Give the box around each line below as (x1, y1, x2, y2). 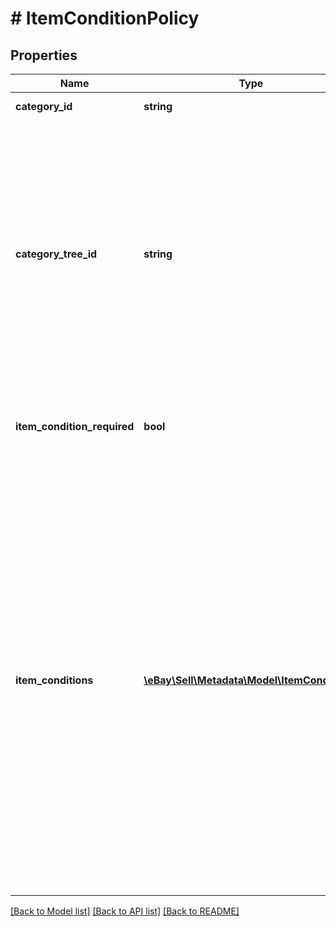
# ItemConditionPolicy (10, 7, 200, 30)
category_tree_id (15, 247, 98, 261)
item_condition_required (15, 420, 135, 433)
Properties (10, 47, 78, 64)
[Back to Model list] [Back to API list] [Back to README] (10, 905, 240, 917)
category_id (15, 100, 73, 113)
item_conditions (15, 673, 94, 687)
